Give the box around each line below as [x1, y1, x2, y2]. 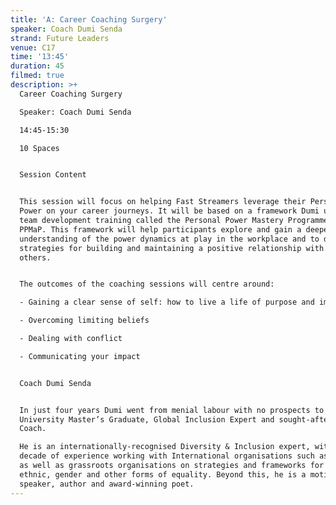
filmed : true [10, 71, 65, 81]
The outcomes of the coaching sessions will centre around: [19, 279, 275, 290]
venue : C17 [10, 42, 56, 53]
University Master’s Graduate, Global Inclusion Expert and [19, 414, 275, 425]
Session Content [19, 170, 87, 180]
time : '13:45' [10, 52, 70, 62]
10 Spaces [19, 143, 60, 153]
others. [19, 252, 52, 263]
